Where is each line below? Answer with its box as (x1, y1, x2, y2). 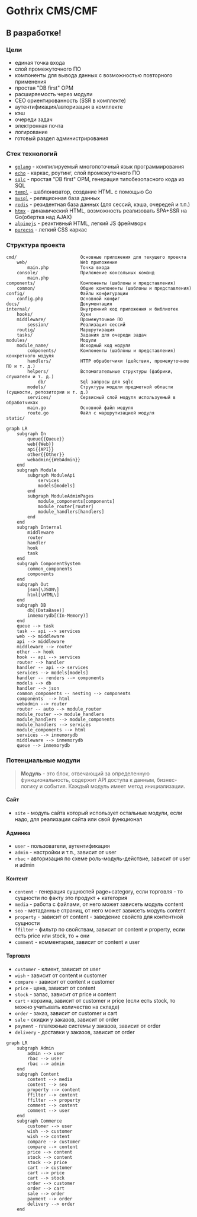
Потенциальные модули (6, 756, 80, 765)
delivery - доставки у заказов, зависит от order (14, 1028, 135, 1035)
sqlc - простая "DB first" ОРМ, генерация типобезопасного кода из (14, 176, 185, 183)
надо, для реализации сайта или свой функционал (14, 815, 143, 823)
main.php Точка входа (27, 265, 110, 271)
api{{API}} (27, 446, 54, 452)
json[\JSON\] (27, 587, 60, 593)
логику (20, 782, 38, 790)
